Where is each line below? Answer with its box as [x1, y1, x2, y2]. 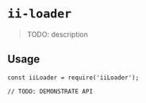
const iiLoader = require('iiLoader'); [7, 74, 140, 82]
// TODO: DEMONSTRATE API [7, 87, 93, 95]
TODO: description [26, 29, 89, 39]
